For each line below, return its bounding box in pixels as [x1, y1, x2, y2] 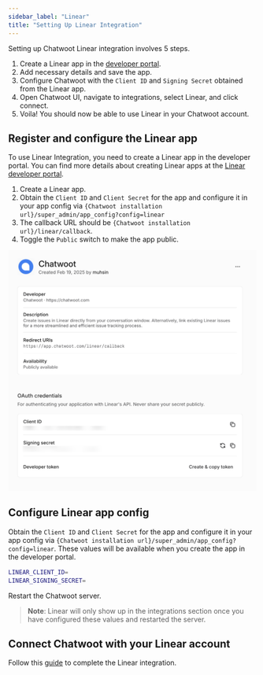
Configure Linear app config [8, 506, 150, 519]
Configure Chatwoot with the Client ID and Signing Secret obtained [19, 76, 243, 85]
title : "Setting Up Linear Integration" [8, 20, 143, 29]
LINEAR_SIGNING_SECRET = [8, 577, 87, 585]
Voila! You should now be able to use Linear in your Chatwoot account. [19, 109, 250, 118]
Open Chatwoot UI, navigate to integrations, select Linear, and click [19, 92, 239, 101]
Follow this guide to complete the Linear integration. [8, 658, 177, 668]
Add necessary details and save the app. [19, 67, 152, 76]
